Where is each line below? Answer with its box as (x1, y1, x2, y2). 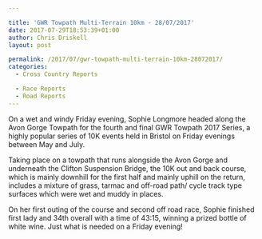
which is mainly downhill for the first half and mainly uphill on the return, (8, 172, 246, 181)
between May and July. (8, 139, 85, 149)
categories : (8, 63, 48, 71)
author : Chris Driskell (8, 34, 88, 42)
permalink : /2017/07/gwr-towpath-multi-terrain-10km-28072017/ (8, 55, 224, 64)
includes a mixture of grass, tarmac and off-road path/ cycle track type (8, 181, 242, 190)
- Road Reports (15, 92, 66, 100)
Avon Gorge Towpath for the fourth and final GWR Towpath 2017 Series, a (8, 122, 251, 132)
